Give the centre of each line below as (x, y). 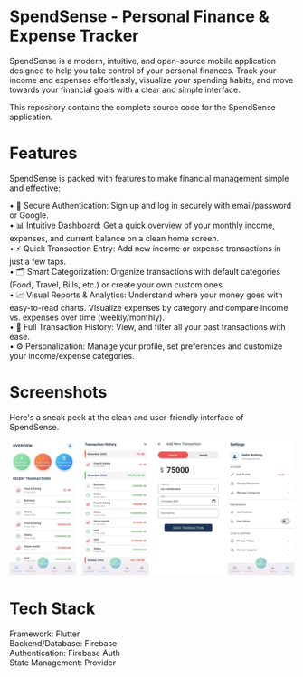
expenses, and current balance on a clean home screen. (114, 238)
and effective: (35, 188)
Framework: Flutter (45, 634)
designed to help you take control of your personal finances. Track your (143, 71)
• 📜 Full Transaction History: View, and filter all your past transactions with (147, 326)
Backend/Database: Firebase (63, 643)
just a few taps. (38, 261)
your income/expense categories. (72, 355)
